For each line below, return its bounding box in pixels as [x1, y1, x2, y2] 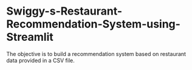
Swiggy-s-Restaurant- [6, 4, 123, 18]
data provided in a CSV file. [6, 57, 75, 64]
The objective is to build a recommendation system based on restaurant [6, 50, 187, 57]
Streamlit [6, 30, 53, 44]
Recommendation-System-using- [6, 17, 181, 31]
